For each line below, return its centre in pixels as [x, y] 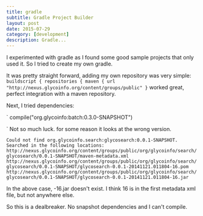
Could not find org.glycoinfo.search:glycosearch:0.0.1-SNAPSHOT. [92, 140]
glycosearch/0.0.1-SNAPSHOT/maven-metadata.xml [68, 156]
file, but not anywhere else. [40, 195]
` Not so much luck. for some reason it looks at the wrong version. [89, 129]
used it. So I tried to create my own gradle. [60, 64]
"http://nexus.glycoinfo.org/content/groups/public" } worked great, [95, 87]
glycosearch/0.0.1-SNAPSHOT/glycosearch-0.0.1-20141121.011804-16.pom [98, 167]
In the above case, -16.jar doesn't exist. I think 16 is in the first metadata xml [101, 188]
